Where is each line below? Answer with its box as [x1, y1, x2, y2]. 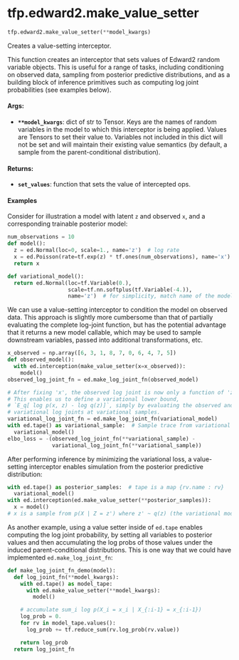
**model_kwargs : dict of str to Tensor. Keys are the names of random [17, 117, 217, 126]
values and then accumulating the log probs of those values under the [7, 538, 213, 546]
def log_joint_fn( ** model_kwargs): [14, 573, 119, 581]
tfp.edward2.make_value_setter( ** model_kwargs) [7, 28, 152, 36]
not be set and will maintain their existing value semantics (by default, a [17, 140, 228, 149]
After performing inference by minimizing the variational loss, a [7, 454, 192, 463]
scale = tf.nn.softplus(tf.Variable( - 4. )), [68, 286, 193, 293]
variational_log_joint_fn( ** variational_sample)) [52, 441, 202, 449]
